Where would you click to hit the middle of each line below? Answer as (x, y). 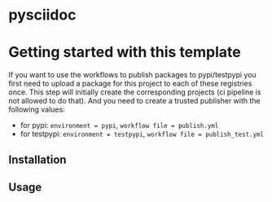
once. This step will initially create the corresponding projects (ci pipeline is (135, 92)
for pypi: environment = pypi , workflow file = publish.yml (119, 125)
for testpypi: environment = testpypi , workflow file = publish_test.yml (142, 134)
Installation (37, 159)
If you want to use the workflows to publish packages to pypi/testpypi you (132, 75)
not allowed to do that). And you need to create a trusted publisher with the (134, 101)
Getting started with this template (125, 53)
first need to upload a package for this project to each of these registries (130, 84)
